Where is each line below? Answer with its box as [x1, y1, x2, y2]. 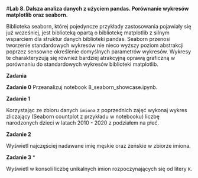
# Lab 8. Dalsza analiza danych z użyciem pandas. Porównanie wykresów [6, 5, 189, 12]
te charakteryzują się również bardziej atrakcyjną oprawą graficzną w [6, 55, 176, 61]
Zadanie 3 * [6, 154, 35, 161]
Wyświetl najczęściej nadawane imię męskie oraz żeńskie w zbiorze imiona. [6, 142, 191, 149]
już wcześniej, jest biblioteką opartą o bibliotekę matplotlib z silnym [6, 29, 170, 36]
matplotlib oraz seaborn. [6, 11, 68, 18]
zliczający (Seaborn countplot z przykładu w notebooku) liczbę [6, 113, 160, 120]
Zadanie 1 [6, 95, 31, 102]
